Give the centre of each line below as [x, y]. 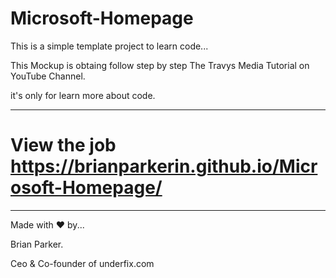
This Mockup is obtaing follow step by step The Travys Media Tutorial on [160, 65]
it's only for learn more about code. [83, 95]
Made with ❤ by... [47, 224]
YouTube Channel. [48, 76]
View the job [63, 145]
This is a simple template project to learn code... [109, 46]
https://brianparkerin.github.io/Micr [164, 166]
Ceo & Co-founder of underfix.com [82, 263]
